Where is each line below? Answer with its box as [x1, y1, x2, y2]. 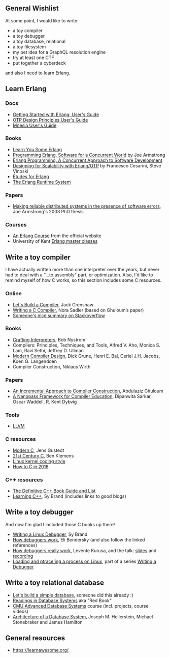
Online [5, 290, 22, 297]
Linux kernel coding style [12, 458, 65, 464]
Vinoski [12, 168, 28, 174]
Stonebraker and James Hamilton [12, 619, 83, 625]
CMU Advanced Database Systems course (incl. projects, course [12, 603, 149, 609]
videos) [12, 608, 29, 614]
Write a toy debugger [5, 508, 74, 517]
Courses [5, 221, 27, 228]
